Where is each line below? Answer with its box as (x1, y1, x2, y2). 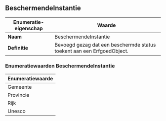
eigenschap (14, 25, 43, 32)
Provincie (7, 92, 30, 99)
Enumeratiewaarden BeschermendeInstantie (5, 62, 115, 69)
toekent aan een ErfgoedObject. (54, 47, 128, 54)
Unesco (7, 108, 26, 115)
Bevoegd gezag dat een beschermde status (54, 41, 156, 48)
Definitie (7, 44, 28, 51)
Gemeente (7, 84, 32, 91)
